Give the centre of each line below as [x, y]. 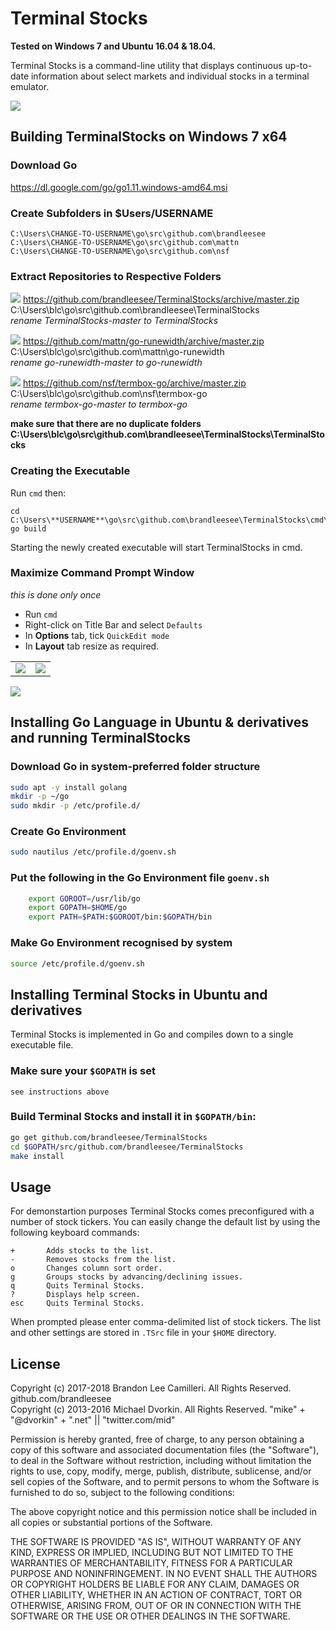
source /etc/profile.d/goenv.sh [77, 963]
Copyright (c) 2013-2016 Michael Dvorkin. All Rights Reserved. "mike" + [158, 1409]
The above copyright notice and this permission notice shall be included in [163, 1512]
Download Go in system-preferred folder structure [135, 767]
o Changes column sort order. [86, 1268]
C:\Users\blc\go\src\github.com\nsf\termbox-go [109, 394]
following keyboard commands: [75, 1233]
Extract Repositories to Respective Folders [116, 276]
